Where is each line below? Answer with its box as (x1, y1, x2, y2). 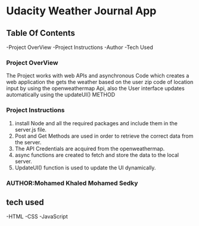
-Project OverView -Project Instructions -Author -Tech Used (6, 44, 153, 51)
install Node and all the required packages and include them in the (14, 119, 178, 126)
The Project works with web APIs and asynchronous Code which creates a (6, 72, 189, 79)
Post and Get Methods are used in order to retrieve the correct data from (14, 132, 194, 140)
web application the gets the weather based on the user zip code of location (6, 79, 194, 86)
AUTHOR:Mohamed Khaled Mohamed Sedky (6, 179, 138, 187)
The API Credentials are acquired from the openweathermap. (14, 145, 165, 152)
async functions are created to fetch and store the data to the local (14, 151, 179, 159)
